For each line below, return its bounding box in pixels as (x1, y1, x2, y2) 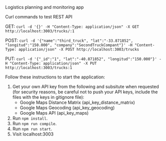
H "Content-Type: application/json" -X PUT (5, 61, 97, 66)
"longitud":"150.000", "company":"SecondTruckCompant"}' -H (5, 43, 133, 48)
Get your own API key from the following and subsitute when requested (12, 84, 160, 89)
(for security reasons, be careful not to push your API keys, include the (12, 89, 158, 95)
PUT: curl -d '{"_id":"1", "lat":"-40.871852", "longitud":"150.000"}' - (5, 56, 162, 62)
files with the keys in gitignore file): (12, 94, 85, 100)
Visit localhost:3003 (12, 131, 54, 137)
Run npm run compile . (12, 121, 57, 126)
